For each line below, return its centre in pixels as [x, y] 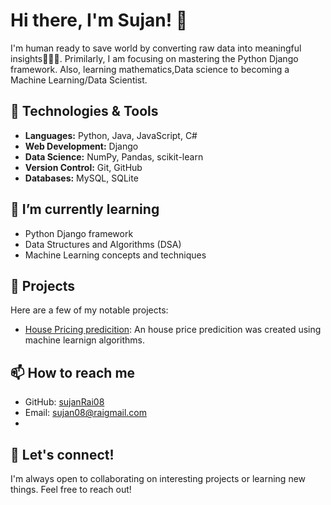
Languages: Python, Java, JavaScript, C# [111, 135]
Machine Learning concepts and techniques [115, 255]
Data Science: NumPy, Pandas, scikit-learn [114, 156]
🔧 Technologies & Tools [84, 111]
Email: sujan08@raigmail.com [86, 413]
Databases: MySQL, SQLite [81, 178]
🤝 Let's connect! [62, 454]
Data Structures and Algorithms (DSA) [103, 244]
